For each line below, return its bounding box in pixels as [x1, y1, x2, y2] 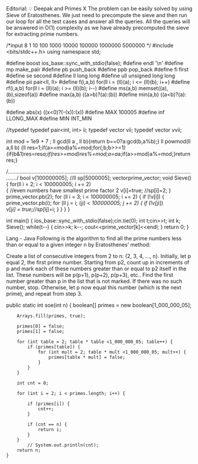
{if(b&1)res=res [6, 151, 43, 157]
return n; [17, 447, 41, 453]
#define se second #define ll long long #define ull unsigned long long [6, 72, 176, 79]
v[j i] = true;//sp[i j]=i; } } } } [6, 206, 70, 213]
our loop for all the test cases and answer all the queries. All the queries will [6, 18, 190, 25]
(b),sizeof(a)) [6, 91, 38, 98]
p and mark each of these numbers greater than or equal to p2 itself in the [6, 265, 187, 272]
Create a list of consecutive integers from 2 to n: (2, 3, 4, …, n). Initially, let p [6, 253, 191, 259]
